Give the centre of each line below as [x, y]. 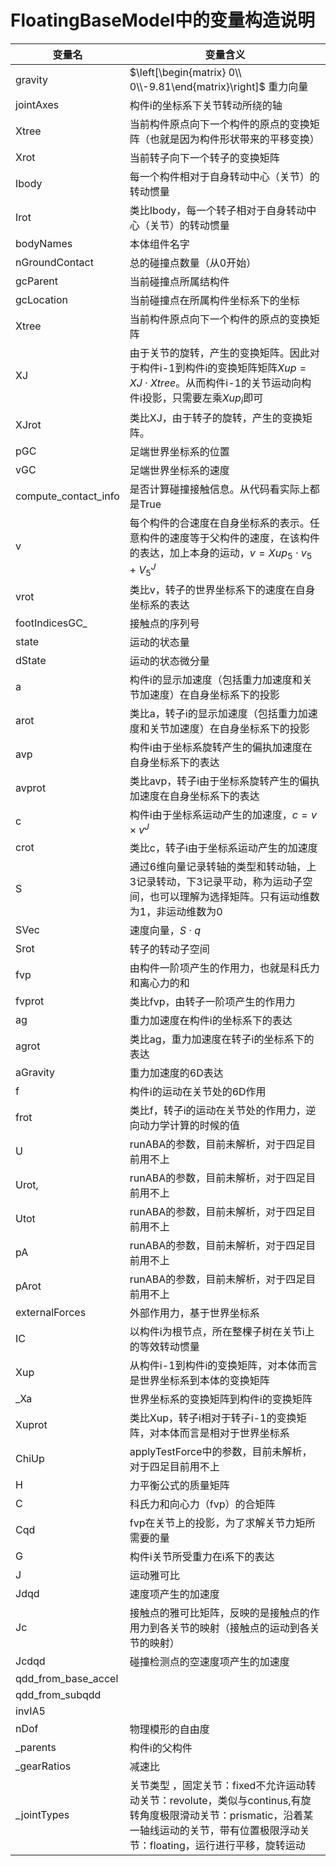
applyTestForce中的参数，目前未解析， [221, 1452]
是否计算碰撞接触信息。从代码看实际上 [219, 489]
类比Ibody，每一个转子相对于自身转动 [218, 210]
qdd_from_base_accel [67, 1679]
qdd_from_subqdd [58, 1695]
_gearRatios [43, 1766]
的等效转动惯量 [164, 1347]
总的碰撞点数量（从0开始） [193, 263]
